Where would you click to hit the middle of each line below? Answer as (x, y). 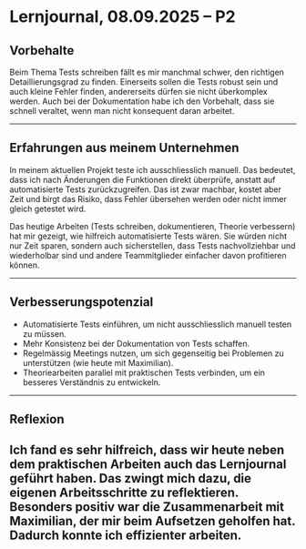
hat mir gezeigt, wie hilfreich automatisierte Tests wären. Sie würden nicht (148, 236)
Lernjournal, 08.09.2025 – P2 (123, 17)
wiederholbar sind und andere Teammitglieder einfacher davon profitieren (148, 255)
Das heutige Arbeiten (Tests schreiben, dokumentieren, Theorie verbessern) (153, 226)
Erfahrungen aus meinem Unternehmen (124, 148)
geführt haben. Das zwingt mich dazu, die (131, 478)
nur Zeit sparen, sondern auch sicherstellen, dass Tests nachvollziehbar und (153, 245)
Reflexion (37, 419)
